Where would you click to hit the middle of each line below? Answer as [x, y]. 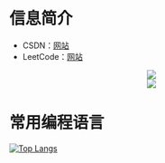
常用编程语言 [57, 123]
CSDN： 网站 [46, 45]
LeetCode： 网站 [52, 56]
